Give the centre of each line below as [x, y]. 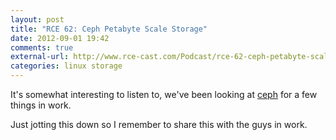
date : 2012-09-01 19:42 [60, 38]
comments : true [42, 47]
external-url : [40, 57]
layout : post [37, 19]
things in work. [41, 105]
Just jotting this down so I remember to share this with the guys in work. [159, 124]
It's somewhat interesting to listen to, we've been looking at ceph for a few [164, 94]
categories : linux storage [66, 66]
